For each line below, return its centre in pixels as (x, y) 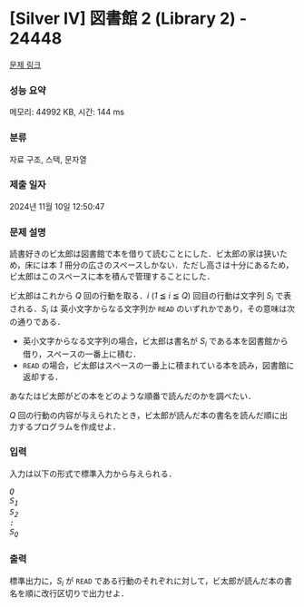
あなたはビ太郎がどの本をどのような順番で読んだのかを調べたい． (132, 396)
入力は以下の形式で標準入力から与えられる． (93, 474)
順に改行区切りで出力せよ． (77, 593)
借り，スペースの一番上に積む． (82, 354)
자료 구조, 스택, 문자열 (48, 159)
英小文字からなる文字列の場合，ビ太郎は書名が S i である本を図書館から (155, 342)
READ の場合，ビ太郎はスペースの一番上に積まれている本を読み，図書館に (158, 365)
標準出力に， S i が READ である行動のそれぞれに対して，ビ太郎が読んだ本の (147, 582)
